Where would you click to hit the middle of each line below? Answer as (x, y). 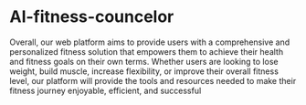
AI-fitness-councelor (92, 17)
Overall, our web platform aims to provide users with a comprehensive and (150, 42)
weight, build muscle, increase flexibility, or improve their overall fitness (144, 71)
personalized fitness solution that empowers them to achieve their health (147, 51)
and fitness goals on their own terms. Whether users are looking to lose (144, 61)
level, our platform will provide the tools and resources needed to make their (153, 80)
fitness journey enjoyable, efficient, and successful (106, 90)
